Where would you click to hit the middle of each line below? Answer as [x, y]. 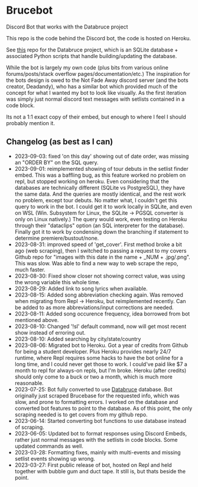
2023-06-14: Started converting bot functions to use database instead [100, 421]
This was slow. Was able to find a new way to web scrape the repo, [96, 263]
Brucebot [30, 10]
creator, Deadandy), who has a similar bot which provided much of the [92, 86]
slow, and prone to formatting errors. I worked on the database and [96, 402]
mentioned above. [37, 320]
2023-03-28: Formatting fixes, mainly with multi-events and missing [98, 452]
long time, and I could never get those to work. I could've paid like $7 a [101, 364]
